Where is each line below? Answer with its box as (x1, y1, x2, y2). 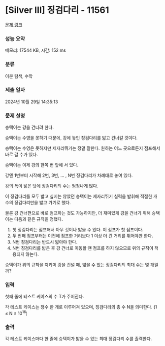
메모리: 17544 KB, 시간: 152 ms (5, 47, 66, 53)
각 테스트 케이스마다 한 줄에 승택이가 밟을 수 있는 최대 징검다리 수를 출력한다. (5, 336, 152, 342)
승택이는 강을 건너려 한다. (5, 124, 54, 131)
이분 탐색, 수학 (5, 73, 33, 79)
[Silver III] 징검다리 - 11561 (5, 4, 109, 16)
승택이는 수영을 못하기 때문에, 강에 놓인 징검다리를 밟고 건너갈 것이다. (5, 135, 138, 141)
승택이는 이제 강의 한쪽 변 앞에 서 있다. (5, 162, 79, 168)
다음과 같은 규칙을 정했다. (14, 216, 63, 222)
